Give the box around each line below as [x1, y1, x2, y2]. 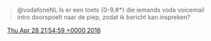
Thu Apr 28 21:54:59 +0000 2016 [6, 27, 101, 34]
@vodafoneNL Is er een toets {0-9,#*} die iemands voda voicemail [16, 6, 205, 14]
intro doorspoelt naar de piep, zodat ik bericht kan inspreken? [16, 13, 191, 21]
